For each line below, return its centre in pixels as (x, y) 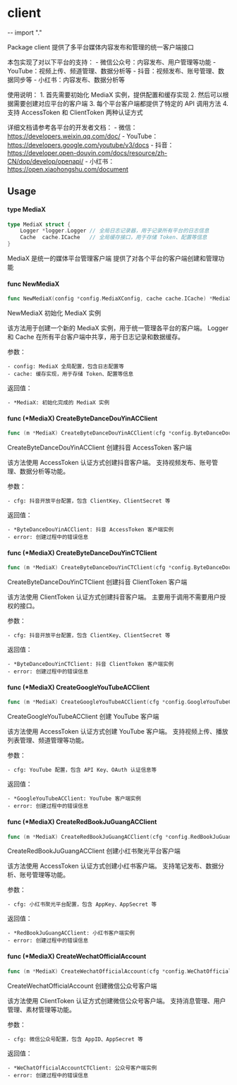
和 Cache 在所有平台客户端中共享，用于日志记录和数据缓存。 (96, 337)
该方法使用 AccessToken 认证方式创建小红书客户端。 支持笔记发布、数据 (113, 866)
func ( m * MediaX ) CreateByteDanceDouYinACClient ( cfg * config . (101, 433)
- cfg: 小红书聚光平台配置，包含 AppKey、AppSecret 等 (82, 904)
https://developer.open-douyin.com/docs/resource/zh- (87, 152)
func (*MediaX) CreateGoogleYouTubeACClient (79, 687)
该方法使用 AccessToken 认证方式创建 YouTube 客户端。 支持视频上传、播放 (118, 732)
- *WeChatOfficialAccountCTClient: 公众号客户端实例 (82, 1068)
